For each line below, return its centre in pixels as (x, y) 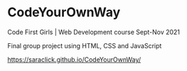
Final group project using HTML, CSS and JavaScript (85, 45)
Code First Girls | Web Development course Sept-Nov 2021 (93, 32)
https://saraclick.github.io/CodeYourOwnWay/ (74, 59)
